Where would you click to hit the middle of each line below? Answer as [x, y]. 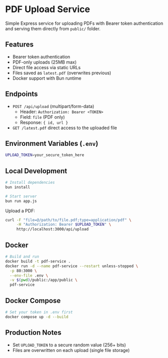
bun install [18, 187]
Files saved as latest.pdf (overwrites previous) [62, 73]
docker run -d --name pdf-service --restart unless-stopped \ [72, 266]
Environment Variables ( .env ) [52, 143]
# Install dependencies [30, 183]
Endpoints [22, 94]
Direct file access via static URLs [47, 67]
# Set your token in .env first [39, 312]
